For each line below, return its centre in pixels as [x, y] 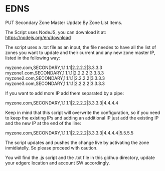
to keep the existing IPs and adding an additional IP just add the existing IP [82, 117]
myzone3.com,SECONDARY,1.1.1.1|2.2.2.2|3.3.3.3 [55, 83]
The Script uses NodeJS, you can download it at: [56, 32]
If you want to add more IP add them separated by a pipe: [65, 93]
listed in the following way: [33, 57]
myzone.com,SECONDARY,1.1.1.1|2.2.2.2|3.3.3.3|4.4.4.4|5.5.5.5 [69, 132]
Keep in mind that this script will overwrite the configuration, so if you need [83, 112]
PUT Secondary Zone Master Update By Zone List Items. [64, 22]
